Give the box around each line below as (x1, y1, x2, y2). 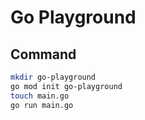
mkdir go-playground (10, 72, 97, 82)
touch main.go (10, 91, 70, 101)
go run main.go (10, 100, 74, 110)
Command (10, 46, 77, 63)
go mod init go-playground (10, 81, 123, 91)
